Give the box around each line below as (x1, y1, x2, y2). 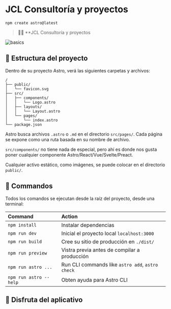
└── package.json (5, 122, 42, 127)
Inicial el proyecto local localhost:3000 (61, 229, 154, 237)
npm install (8, 222, 37, 228)
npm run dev (8, 230, 37, 236)
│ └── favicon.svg (5, 86, 49, 91)
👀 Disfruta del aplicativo (5, 295, 83, 304)
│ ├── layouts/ (5, 104, 42, 109)
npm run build (8, 239, 42, 244)
